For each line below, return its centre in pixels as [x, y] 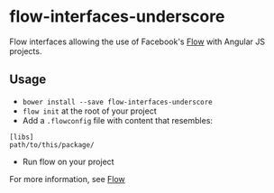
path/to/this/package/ [52, 145]
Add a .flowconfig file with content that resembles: [118, 120]
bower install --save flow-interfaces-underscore [118, 102]
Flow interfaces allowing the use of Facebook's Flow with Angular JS [137, 41]
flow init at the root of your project [89, 111]
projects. [26, 51]
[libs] [22, 137]
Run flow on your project [68, 161]
